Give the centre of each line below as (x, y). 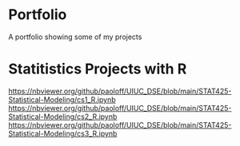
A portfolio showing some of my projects (75, 37)
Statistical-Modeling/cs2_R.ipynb (63, 116)
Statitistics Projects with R (98, 69)
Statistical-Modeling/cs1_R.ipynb (62, 99)
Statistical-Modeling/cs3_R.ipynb (63, 133)
